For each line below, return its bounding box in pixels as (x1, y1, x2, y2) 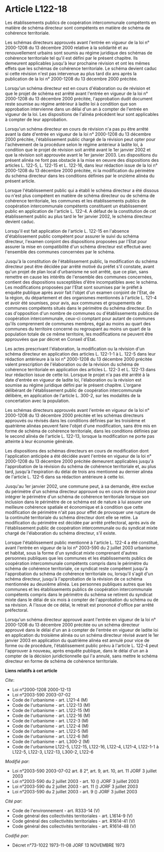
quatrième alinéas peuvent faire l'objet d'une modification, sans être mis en (5, 423, 157, 428)
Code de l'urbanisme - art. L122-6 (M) (12, 733, 89, 739)
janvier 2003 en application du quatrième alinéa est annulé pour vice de (5, 637, 150, 643)
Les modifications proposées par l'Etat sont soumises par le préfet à (5, 284, 143, 290)
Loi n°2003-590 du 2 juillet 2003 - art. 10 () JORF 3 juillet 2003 (12, 778, 139, 784)
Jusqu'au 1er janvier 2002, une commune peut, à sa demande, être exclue (5, 483, 154, 489)
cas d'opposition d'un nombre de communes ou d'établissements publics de (5, 310, 159, 316)
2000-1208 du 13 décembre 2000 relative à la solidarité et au (5, 45, 128, 50)
